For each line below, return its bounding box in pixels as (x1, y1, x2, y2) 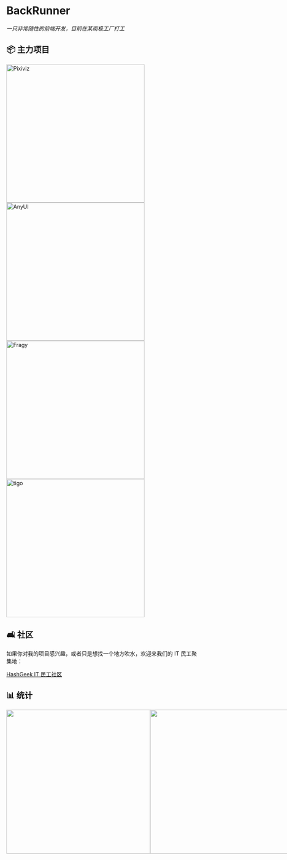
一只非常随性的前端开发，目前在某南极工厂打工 (6, 25, 124, 32)
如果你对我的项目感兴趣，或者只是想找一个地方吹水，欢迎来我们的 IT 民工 (6, 649, 192, 657)
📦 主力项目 (6, 44, 50, 55)
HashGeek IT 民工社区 (6, 670, 63, 678)
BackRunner (6, 4, 71, 18)
